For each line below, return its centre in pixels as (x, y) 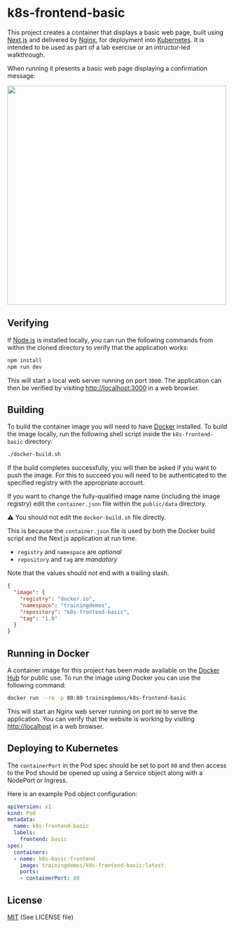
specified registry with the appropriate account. (76, 483)
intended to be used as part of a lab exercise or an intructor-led (99, 47)
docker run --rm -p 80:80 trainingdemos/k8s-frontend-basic (97, 698)
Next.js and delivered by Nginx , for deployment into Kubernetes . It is (106, 39)
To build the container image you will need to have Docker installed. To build (117, 426)
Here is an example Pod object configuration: (73, 793)
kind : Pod (22, 813)
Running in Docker (48, 653)
